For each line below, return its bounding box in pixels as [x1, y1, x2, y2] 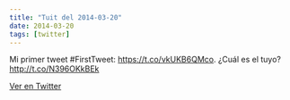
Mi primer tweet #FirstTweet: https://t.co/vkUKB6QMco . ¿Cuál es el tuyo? [9, 54, 281, 65]
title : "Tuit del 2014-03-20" [9, 12, 123, 22]
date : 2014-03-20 [9, 21, 75, 30]
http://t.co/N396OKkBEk [9, 63, 100, 74]
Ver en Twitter [9, 81, 62, 92]
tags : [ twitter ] [9, 29, 70, 38]
